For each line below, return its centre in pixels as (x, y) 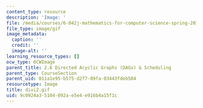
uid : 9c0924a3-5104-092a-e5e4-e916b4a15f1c (62, 95)
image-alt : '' (29, 51)
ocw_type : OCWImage (31, 62)
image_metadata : (27, 34)
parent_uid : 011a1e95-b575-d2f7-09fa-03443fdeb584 (71, 79)
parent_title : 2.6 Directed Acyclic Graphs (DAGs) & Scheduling (89, 67)
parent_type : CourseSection (42, 73)
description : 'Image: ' (36, 17)
